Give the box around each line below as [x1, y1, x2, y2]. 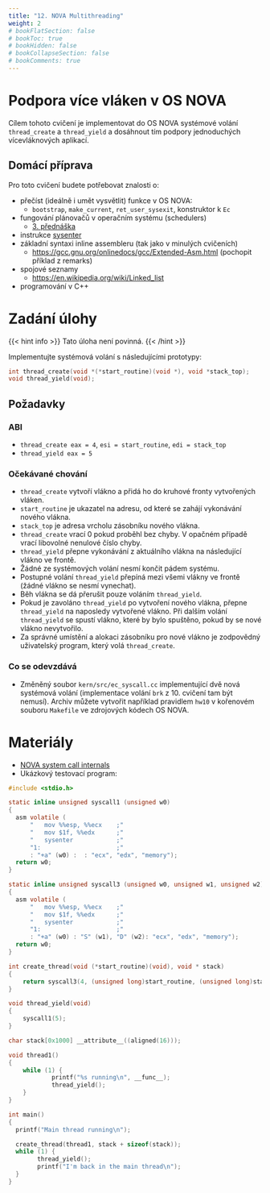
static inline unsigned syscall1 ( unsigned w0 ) [8, 799, 171, 807]
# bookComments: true [8, 57, 81, 65]
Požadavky [8, 397, 66, 411]
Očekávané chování [8, 468, 88, 480]
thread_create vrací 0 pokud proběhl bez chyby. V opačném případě [19, 530, 247, 539]
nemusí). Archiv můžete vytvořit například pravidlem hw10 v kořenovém [19, 696, 255, 706]
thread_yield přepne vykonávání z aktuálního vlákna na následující [19, 547, 242, 556]
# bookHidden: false [8, 42, 78, 50]
